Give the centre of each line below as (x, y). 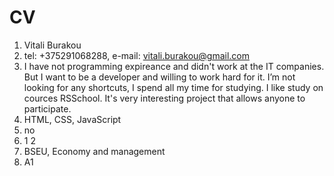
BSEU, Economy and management (94, 151)
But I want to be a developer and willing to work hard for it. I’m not (159, 77)
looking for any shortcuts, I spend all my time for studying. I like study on (173, 87)
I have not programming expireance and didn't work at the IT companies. (174, 66)
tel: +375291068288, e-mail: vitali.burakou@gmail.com (137, 55)
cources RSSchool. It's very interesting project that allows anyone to (164, 98)
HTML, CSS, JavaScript (72, 119)
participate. (47, 108)
